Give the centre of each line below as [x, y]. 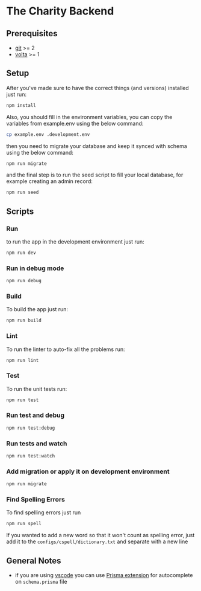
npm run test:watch [31, 456]
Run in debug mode [35, 268]
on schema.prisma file [41, 582]
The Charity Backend [60, 11]
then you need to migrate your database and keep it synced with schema [97, 146]
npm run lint [23, 360]
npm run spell [24, 524]
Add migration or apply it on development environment [88, 471]
